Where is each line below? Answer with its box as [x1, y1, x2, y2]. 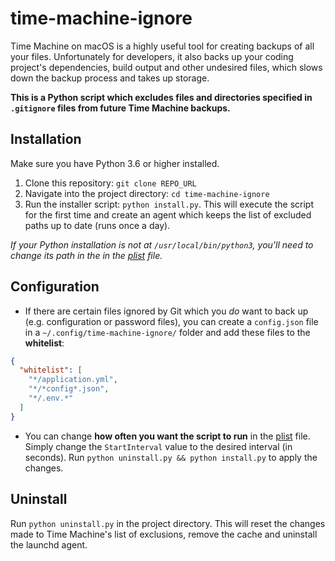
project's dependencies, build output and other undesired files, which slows [10, 61, 323, 73]
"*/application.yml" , [28, 375, 118, 385]
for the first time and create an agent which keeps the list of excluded [24, 208, 312, 221]
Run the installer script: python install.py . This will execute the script [24, 198, 315, 210]
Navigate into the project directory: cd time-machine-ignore [24, 187, 270, 199]
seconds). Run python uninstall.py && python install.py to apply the [24, 451, 318, 463]
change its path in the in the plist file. [10, 249, 163, 261]
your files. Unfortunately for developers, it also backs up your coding [10, 50, 294, 62]
